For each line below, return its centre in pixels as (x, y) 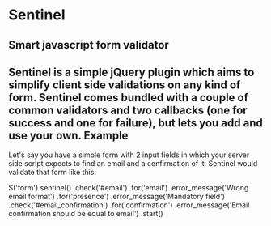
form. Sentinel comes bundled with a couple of (129, 98)
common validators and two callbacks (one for (128, 110)
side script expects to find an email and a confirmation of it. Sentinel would (133, 164)
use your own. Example (68, 135)
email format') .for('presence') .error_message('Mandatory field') (116, 197)
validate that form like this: (53, 173)
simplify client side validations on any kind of (125, 85)
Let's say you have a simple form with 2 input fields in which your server (129, 155)
